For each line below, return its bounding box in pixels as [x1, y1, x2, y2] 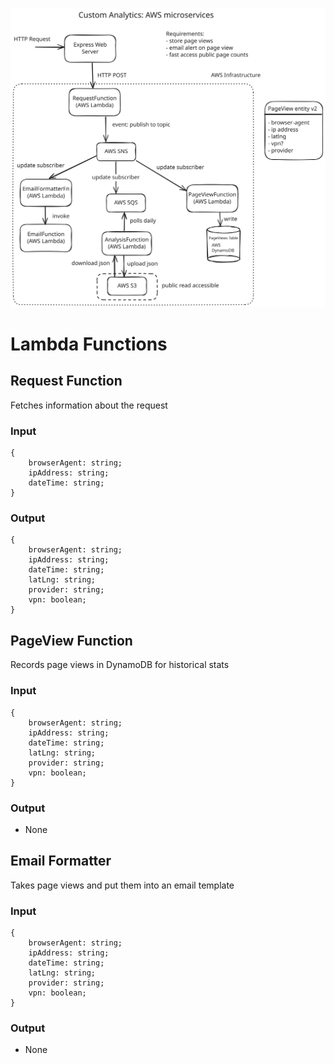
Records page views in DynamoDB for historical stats [10, 659, 230, 671]
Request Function [10, 373, 123, 390]
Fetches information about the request [10, 399, 168, 411]
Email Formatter [10, 853, 112, 870]
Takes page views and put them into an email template [10, 879, 235, 891]
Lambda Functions [10, 333, 168, 356]
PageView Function [10, 632, 133, 649]
